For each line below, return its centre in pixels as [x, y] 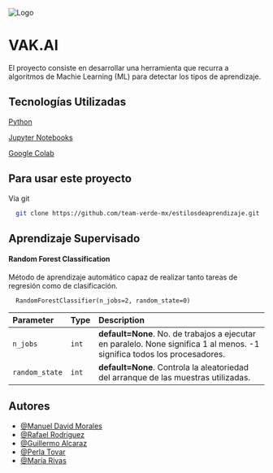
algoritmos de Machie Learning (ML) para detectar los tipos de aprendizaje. [135, 76]
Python [20, 121]
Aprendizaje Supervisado [74, 239]
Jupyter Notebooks [41, 137]
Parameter [33, 320]
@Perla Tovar [43, 452]
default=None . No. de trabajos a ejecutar [177, 334]
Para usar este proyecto [70, 179]
